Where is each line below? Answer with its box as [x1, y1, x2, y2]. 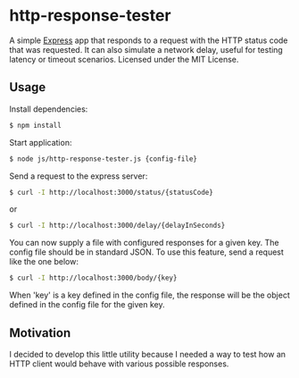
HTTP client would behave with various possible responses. [9, 358, 229, 369]
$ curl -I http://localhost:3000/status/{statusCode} [9, 188, 214, 197]
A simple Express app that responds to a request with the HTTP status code [9, 35, 288, 46]
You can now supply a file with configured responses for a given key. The [9, 238, 279, 248]
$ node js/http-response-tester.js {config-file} [9, 154, 198, 164]
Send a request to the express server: [9, 171, 148, 181]
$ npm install [9, 121, 62, 130]
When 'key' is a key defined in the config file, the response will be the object [9, 290, 290, 300]
